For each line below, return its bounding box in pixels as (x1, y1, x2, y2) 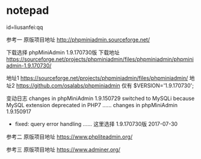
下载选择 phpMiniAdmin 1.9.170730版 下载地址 (6, 49, 120, 56)
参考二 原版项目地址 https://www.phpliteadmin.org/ (6, 133, 133, 140)
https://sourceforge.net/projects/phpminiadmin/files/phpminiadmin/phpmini (6, 55, 194, 63)
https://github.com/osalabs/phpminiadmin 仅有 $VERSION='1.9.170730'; (16, 82, 194, 89)
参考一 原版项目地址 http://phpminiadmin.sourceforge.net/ (6, 36, 150, 43)
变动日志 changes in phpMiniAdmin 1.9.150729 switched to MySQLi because (6, 95, 195, 102)
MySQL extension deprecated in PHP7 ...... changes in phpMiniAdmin (6, 101, 178, 108)
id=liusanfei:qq (6, 23, 43, 31)
